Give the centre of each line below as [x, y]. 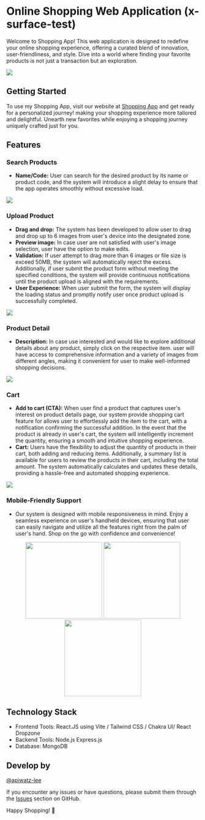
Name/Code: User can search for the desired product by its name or [102, 176]
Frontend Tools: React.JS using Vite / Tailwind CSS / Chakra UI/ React [103, 727]
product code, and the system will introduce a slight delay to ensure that [106, 182]
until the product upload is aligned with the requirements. [87, 281]
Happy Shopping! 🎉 [31, 811]
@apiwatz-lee [24, 780]
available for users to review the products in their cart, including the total [107, 460]
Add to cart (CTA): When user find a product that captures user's [98, 408]
